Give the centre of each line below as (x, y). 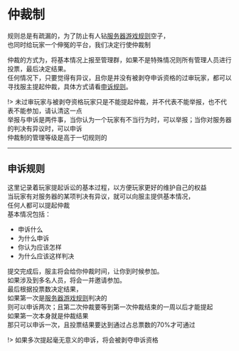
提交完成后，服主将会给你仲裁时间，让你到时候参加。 (85, 271)
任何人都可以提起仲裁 (38, 205)
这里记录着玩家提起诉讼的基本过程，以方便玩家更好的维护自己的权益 (107, 187)
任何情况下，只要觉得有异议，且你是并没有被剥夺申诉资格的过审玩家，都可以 (119, 77)
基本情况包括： (29, 214)
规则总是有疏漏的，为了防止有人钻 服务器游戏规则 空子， (88, 36)
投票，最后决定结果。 (38, 68)
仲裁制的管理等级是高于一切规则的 (57, 137)
